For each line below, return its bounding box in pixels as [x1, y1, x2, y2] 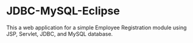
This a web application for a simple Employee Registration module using [6, 24, 187, 31]
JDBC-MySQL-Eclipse [6, 4, 120, 18]
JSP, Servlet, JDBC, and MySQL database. [6, 30, 113, 37]
